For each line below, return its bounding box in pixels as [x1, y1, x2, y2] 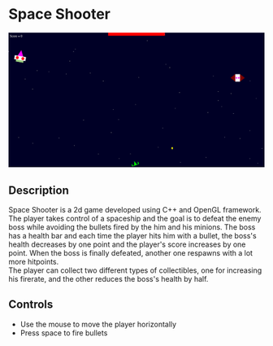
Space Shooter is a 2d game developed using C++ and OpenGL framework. [8, 205, 262, 215]
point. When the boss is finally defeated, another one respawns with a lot [8, 248, 253, 258]
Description [8, 183, 69, 197]
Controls [8, 298, 54, 312]
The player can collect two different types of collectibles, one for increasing [8, 265, 262, 275]
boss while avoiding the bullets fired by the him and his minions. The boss [8, 222, 256, 232]
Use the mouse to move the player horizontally [19, 319, 177, 329]
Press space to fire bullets [19, 327, 108, 338]
